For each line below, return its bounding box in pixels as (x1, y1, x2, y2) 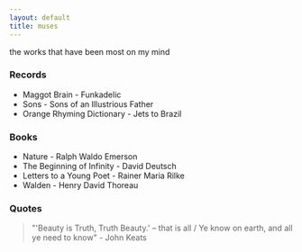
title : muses (9, 22, 59, 31)
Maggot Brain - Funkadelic (22, 89, 122, 100)
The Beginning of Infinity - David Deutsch (22, 161, 178, 172)
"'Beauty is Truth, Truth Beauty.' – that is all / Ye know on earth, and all (31, 222, 293, 234)
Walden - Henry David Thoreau (22, 180, 139, 191)
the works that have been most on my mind (9, 46, 170, 57)
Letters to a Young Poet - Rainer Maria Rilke (22, 170, 185, 181)
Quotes (9, 202, 42, 215)
